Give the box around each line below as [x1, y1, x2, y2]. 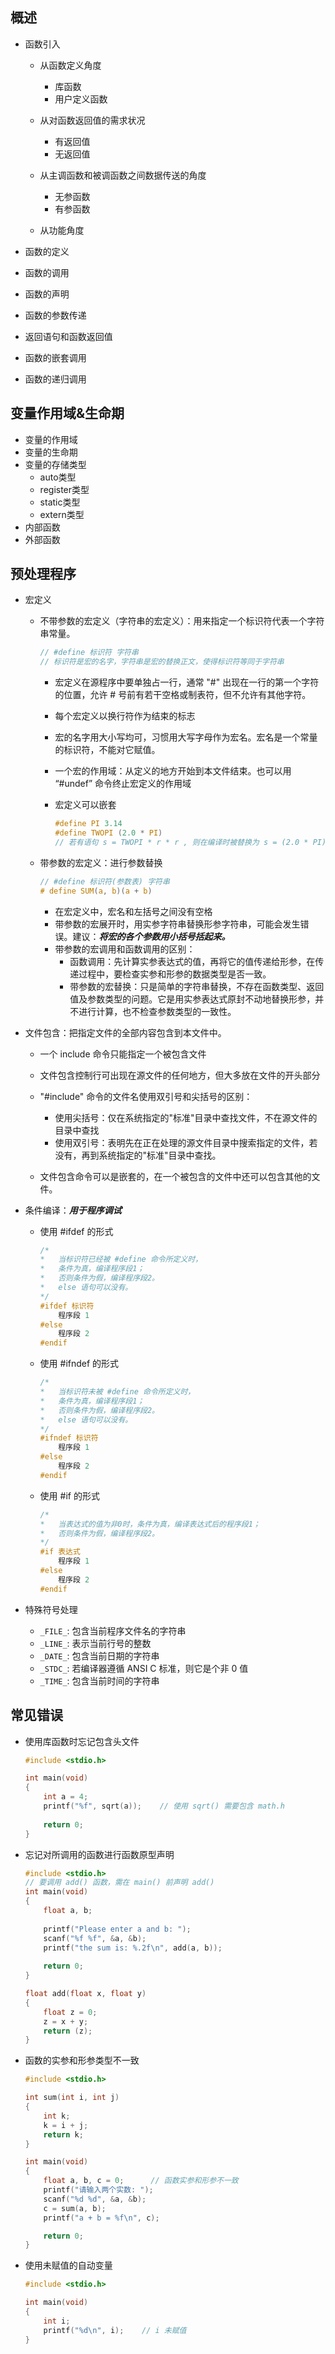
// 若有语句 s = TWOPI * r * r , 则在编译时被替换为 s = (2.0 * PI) [54, 837, 327, 847]
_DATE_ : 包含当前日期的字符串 [39, 1649, 160, 1662]
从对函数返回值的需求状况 [39, 114, 146, 126]
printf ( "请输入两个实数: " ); [43, 2185, 154, 2195]
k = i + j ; [43, 2120, 89, 2130]
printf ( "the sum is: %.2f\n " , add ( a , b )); [43, 1943, 223, 1953]
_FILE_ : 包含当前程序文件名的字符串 [39, 1624, 187, 1637]
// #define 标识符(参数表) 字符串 [39, 876, 170, 887]
